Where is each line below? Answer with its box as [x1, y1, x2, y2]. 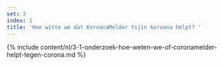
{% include [6, 43, 39, 52]
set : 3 [6, 10, 26, 18]
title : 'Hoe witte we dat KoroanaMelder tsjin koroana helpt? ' [6, 23, 202, 31]
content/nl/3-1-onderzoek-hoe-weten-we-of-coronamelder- [40, 43, 218, 52]
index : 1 [6, 17, 33, 24]
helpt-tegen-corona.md [6, 50, 76, 59]
